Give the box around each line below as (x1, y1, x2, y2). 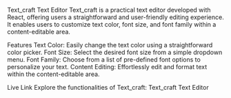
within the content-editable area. (7, 70, 100, 78)
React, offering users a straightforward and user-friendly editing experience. (7, 13, 224, 21)
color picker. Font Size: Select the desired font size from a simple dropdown (7, 48, 223, 56)
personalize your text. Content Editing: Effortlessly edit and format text (7, 63, 208, 71)
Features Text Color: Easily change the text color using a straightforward (7, 41, 213, 49)
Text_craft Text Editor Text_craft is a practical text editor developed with (7, 6, 212, 14)
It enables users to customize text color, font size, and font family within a (7, 21, 217, 28)
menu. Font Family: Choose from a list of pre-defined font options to (7, 56, 201, 64)
